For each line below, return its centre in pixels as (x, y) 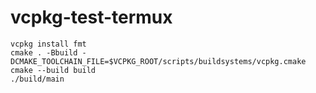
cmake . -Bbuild (44, 52)
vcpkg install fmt (48, 44)
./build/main (37, 79)
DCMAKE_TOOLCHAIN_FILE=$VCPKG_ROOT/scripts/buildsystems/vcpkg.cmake (158, 61)
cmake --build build (53, 70)
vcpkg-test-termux (91, 17)
